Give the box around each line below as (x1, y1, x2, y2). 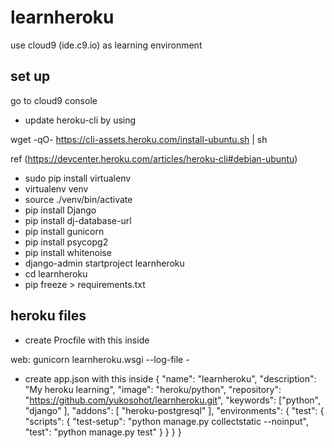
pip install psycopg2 (24, 236, 109, 248)
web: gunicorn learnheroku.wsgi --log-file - (10, 353, 190, 365)
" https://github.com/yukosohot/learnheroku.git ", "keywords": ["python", (24, 394, 322, 406)
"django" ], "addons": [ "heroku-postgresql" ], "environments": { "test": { (24, 404, 325, 416)
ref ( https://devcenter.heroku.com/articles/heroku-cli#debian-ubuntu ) (10, 152, 298, 165)
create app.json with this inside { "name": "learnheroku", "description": (24, 372, 317, 385)
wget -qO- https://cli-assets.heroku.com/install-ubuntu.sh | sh (10, 133, 268, 145)
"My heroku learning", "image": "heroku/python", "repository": (24, 383, 282, 395)
